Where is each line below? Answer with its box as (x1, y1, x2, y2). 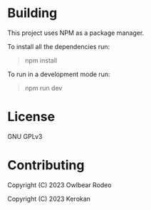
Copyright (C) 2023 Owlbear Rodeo (7, 180, 112, 189)
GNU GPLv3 (7, 132, 43, 140)
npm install (24, 56, 58, 65)
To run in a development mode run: (7, 70, 110, 78)
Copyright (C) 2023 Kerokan (7, 194, 91, 203)
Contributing (7, 157, 85, 174)
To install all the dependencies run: (7, 42, 110, 51)
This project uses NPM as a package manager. (7, 28, 145, 37)
